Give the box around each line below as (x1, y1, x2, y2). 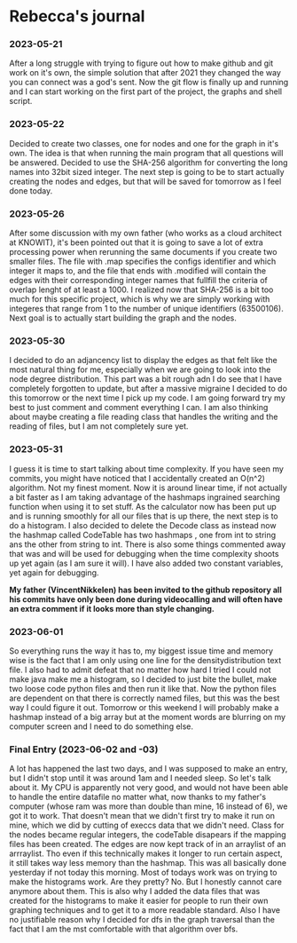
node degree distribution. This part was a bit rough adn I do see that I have (9, 374, 282, 384)
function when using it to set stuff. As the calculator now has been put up (9, 501, 277, 511)
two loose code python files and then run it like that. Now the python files (9, 683, 277, 693)
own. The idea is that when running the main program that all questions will (9, 147, 284, 158)
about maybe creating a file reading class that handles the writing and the (9, 411, 278, 423)
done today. (9, 185, 53, 196)
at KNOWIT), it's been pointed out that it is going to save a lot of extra (9, 237, 263, 248)
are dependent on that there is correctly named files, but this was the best (9, 693, 280, 703)
